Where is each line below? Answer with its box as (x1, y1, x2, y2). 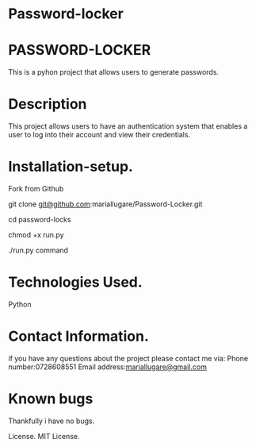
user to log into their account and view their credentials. (8, 130, 191, 140)
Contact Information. (8, 327, 149, 345)
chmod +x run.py (8, 230, 64, 239)
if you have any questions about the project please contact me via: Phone (8, 353, 248, 363)
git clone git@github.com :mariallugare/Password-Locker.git (8, 199, 203, 209)
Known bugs (8, 390, 94, 408)
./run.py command (8, 245, 69, 255)
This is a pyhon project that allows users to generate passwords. (8, 67, 220, 77)
